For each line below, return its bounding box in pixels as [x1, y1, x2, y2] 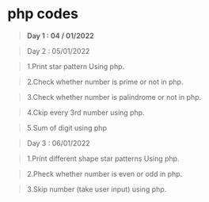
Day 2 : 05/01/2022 [26, 46, 90, 55]
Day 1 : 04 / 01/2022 [26, 31, 94, 40]
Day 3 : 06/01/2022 [26, 138, 90, 147]
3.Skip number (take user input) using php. [26, 184, 167, 194]
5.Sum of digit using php [26, 123, 108, 132]
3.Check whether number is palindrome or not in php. [26, 92, 202, 101]
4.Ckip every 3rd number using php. [26, 108, 145, 117]
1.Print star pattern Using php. [26, 61, 125, 71]
